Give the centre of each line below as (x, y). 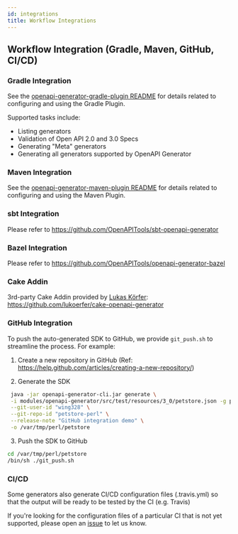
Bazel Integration (37, 247)
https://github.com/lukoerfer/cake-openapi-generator (86, 305)
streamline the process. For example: (61, 346)
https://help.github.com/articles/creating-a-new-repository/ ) (106, 368)
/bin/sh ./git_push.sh (41, 460)
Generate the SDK (44, 381)
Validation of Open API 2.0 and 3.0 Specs (78, 139)
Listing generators (44, 132)
